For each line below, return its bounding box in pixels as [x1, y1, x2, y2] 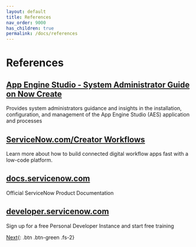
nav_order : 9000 [6, 20, 46, 25]
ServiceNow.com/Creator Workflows [6, 134, 146, 145]
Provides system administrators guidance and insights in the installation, [6, 105, 182, 112]
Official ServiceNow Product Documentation [6, 189, 114, 196]
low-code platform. [6, 156, 53, 163]
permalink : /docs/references [6, 31, 78, 37]
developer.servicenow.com [6, 207, 109, 217]
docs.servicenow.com [6, 174, 90, 184]
